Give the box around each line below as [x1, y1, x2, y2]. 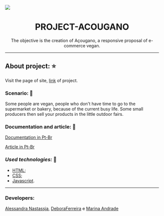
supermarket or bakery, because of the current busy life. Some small [5, 106, 143, 112]
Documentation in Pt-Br [5, 134, 53, 140]
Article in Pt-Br [5, 144, 35, 150]
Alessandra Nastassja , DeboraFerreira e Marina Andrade [5, 205, 119, 211]
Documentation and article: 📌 [5, 123, 76, 130]
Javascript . [12, 177, 35, 183]
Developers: [5, 194, 35, 201]
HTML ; [12, 167, 26, 173]
